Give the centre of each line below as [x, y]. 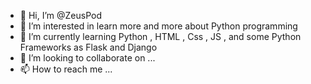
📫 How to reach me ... [66, 69]
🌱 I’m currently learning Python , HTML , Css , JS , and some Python [160, 36]
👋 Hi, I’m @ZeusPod [60, 15]
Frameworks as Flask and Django [88, 47]
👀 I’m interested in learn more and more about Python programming [158, 26]
